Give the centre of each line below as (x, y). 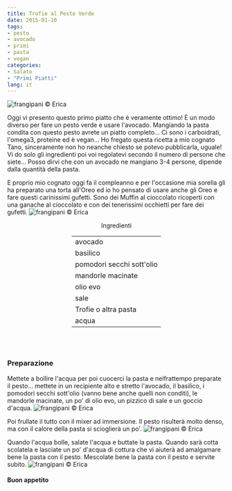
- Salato (20, 71)
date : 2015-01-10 (32, 20)
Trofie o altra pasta (106, 309)
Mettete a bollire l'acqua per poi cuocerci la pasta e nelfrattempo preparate (114, 378)
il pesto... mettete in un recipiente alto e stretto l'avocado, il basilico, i (106, 386)
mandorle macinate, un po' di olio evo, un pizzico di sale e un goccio (105, 400)
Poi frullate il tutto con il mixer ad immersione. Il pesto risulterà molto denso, (115, 421)
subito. (17, 464)
